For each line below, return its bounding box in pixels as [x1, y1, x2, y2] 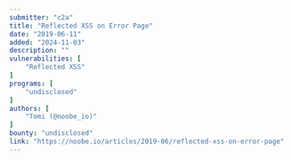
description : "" [9, 46, 69, 55]
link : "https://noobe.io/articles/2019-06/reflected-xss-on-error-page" [9, 137, 285, 146]
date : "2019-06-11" [9, 29, 82, 38]
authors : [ [9, 104, 50, 113]
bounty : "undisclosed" [9, 129, 93, 138]
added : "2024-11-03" [9, 37, 86, 47]
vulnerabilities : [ [9, 54, 82, 63]
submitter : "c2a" [9, 12, 74, 22]
